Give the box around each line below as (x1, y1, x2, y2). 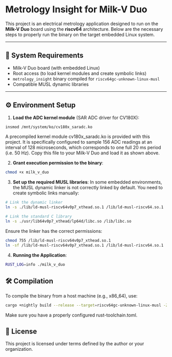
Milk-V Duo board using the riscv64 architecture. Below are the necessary (5, 26, 163, 32)
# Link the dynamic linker (5, 200, 63, 205)
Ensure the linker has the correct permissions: (5, 228, 102, 234)
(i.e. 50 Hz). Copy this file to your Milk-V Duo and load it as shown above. (5, 150, 160, 156)
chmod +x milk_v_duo (5, 170, 50, 175)
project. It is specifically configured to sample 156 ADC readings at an (5, 139, 153, 145)
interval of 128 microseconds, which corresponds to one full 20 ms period (5, 145, 161, 151)
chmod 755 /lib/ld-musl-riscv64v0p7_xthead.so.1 (5, 237, 111, 243)
